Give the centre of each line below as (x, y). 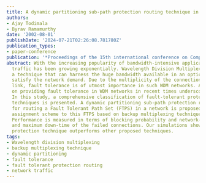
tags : (13, 137)
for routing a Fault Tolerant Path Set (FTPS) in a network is (94, 108)
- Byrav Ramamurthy (31, 29)
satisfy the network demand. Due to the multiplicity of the (92, 80)
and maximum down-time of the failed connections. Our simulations (100, 126)
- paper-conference (31, 52)
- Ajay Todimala (27, 23)
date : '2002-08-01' (31, 35)
